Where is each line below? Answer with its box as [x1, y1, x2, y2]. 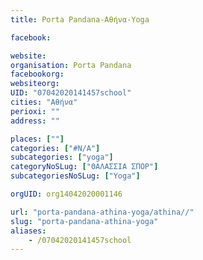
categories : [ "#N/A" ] [10, 143, 101, 153]
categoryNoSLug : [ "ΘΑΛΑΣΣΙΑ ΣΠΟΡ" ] [10, 162, 159, 172]
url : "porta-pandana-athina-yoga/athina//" [10, 207, 195, 217]
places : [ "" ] [10, 134, 65, 144]
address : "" [10, 116, 60, 126]
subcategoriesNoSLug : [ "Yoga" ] [10, 171, 141, 181]
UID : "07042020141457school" [10, 88, 132, 98]
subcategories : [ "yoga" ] [10, 152, 114, 163]
